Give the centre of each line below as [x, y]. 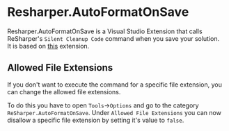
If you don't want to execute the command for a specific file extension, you [115, 85]
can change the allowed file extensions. [64, 91]
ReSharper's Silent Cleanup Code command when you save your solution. [113, 38]
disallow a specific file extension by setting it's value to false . [96, 120]
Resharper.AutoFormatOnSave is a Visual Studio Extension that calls [105, 31]
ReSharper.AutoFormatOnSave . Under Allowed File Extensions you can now [114, 112]
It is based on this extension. [48, 46]
